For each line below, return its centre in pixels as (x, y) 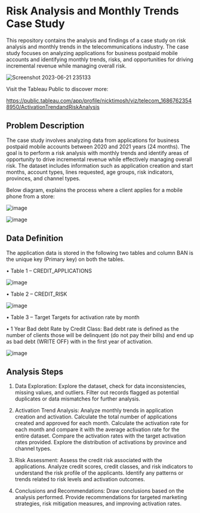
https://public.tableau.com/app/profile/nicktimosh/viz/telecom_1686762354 (99, 101)
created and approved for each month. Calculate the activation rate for (102, 423)
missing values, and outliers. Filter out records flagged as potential (97, 393)
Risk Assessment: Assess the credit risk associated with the (88, 460)
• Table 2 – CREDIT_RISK (37, 294)
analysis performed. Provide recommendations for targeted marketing (101, 497)
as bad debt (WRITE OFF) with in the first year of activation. (80, 341)
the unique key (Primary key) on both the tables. (65, 259)
